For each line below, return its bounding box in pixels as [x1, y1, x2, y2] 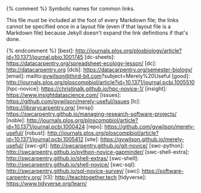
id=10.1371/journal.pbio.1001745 [6, 54, 84, 60]
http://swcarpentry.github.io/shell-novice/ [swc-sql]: [6, 161, 136, 168]
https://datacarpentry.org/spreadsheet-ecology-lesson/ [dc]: [6, 60, 157, 67]
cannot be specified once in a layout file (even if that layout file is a [6, 23, 171, 30]
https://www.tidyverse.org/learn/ [6, 180, 87, 187]
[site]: [84, 136, 99, 142]
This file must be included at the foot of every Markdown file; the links [6, 17, 179, 23]
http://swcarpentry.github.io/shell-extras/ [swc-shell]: [6, 155, 139, 161]
